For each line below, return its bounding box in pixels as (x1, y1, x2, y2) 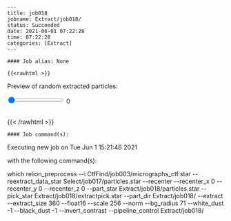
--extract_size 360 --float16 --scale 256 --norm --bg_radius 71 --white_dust (7, 199, 224, 207)
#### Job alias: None (7, 58, 70, 65)
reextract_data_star (7, 177, 62, 185)
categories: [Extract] (7, 40, 72, 47)
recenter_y (7, 185, 37, 193)
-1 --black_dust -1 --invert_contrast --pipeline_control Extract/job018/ (7, 207, 204, 214)
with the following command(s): (7, 156, 97, 165)
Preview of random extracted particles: (7, 82, 119, 90)
